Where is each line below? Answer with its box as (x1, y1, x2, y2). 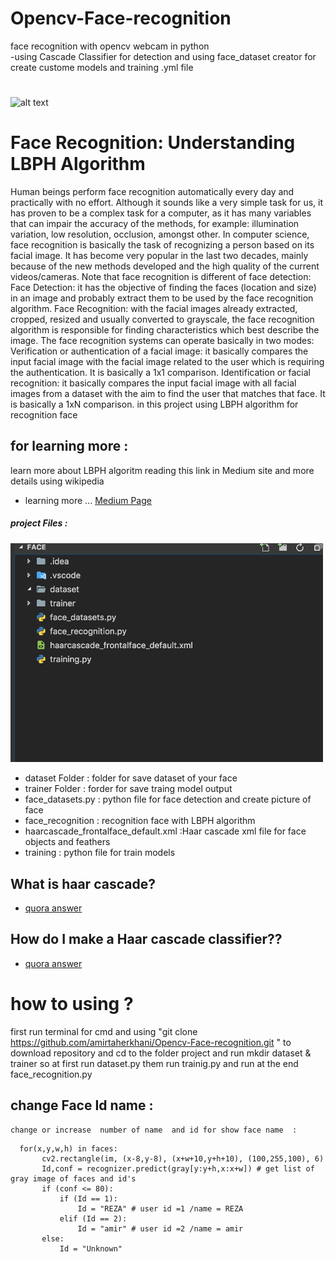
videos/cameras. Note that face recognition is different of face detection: (10, 271, 312, 283)
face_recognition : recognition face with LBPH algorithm (24, 815, 256, 827)
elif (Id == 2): (59, 1213, 128, 1224)
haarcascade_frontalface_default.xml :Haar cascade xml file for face (24, 825, 307, 837)
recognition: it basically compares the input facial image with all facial (10, 377, 297, 389)
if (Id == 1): (59, 1193, 118, 1204)
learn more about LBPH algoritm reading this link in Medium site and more (10, 464, 315, 476)
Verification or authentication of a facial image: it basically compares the (10, 345, 309, 357)
